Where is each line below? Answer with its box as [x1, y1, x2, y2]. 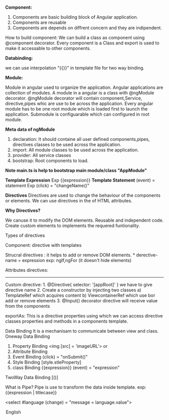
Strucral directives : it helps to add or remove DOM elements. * [5, 252, 135, 258]
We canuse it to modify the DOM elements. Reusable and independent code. [5, 217, 164, 223]
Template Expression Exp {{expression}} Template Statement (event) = [5, 177, 155, 183]
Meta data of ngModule [5, 126, 55, 132]
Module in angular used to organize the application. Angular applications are [5, 84, 163, 90]
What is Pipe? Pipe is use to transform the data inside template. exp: [5, 384, 147, 390]
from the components [5, 303, 50, 309]
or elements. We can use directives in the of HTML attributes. [5, 198, 132, 203]
